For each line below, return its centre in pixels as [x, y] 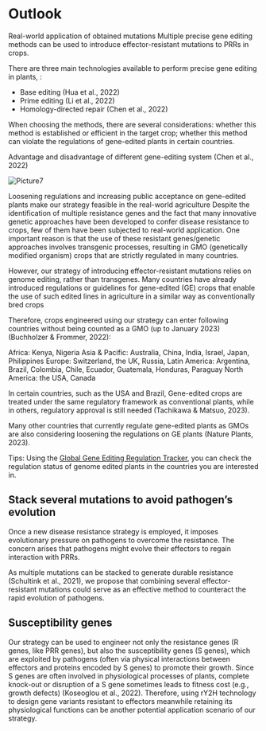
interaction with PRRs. [44, 557]
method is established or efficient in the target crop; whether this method [128, 133]
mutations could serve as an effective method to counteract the [142, 589]
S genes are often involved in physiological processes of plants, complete [129, 676]
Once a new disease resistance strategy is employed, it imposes [113, 531]
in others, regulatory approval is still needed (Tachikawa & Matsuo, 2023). [129, 410]
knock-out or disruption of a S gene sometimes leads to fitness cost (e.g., [129, 684]
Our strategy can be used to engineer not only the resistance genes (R [123, 642]
